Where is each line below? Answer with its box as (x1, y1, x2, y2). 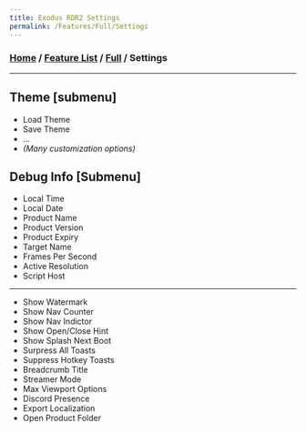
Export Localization (22, 403, 96, 414)
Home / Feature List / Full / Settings (9, 52, 168, 65)
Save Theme (22, 124, 71, 135)
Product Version (22, 222, 84, 233)
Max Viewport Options (22, 384, 107, 395)
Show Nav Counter (22, 306, 94, 317)
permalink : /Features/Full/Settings (9, 22, 148, 31)
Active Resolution (22, 261, 89, 272)
